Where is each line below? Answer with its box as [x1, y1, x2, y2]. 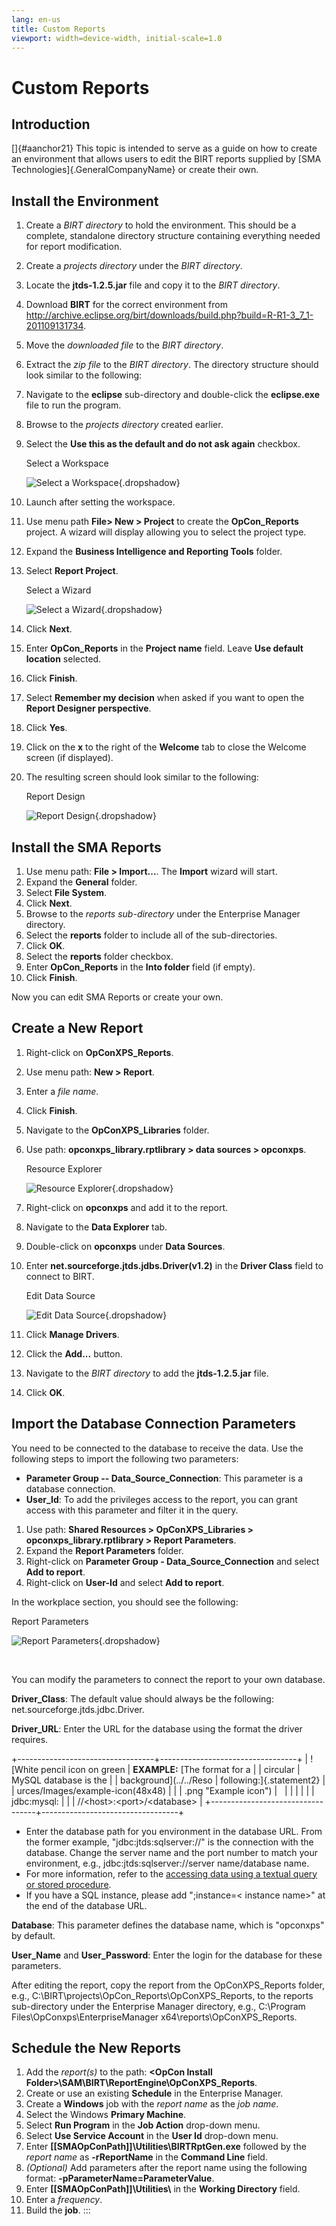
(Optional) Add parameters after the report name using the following [25, 2162, 308, 2174]
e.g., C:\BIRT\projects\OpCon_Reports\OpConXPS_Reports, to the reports [11, 1989, 314, 2001]
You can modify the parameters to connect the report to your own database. [11, 1673, 326, 1685]
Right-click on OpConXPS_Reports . [25, 1046, 174, 1058]
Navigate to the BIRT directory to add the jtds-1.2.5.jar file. [25, 1367, 269, 1379]
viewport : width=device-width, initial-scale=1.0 [11, 33, 223, 43]
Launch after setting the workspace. [25, 496, 176, 508]
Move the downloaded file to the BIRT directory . [25, 339, 224, 351]
